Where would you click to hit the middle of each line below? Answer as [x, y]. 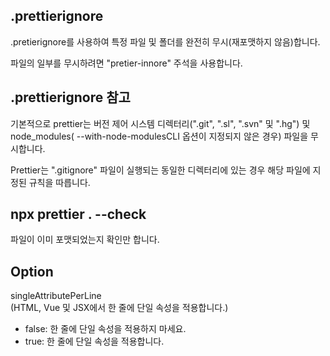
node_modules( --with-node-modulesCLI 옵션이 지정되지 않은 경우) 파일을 [159, 136]
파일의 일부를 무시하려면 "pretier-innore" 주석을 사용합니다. [126, 63]
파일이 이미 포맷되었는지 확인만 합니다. [85, 240]
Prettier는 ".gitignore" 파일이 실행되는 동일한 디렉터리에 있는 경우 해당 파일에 [160, 170]
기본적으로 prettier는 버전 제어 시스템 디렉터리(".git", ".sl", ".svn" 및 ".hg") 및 [160, 123]
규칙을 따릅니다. [59, 182]
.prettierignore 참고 [70, 97]
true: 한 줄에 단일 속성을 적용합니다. [94, 341]
